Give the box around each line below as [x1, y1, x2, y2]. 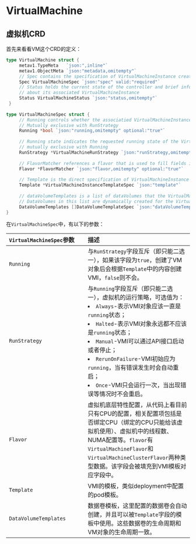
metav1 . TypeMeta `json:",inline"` [19, 63, 108, 68]
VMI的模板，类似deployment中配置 [87, 482, 184, 490]
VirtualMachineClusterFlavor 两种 [87, 453, 180, 462]
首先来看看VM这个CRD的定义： [6, 46, 82, 52]
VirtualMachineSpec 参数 [9, 236, 75, 244]
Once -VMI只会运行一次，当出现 [96, 381, 181, 390]
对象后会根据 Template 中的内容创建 [87, 265, 182, 273]
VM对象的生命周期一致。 [87, 528, 156, 536]
